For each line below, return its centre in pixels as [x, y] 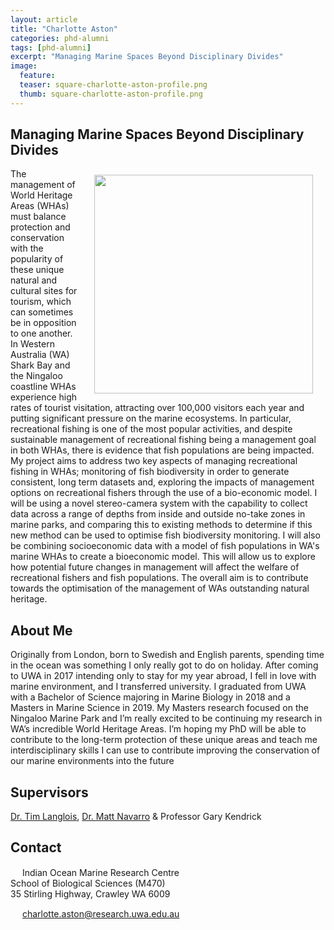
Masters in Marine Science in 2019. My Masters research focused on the [159, 708]
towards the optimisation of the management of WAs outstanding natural [160, 588]
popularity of [37, 259]
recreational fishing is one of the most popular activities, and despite [151, 429]
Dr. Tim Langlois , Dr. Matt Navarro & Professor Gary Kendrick [136, 817]
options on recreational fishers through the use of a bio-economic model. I [164, 493]
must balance [38, 217]
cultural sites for [44, 291]
